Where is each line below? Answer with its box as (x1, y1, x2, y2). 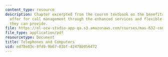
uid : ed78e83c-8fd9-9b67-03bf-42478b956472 (5, 44, 97, 49)
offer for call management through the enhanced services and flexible (9, 16, 162, 21)
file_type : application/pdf (5, 30, 64, 35)
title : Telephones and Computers (5, 40, 75, 45)
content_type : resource (5, 7, 55, 12)
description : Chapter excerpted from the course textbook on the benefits (5, 12, 164, 17)
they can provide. (9, 21, 48, 26)
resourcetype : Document (5, 35, 55, 40)
